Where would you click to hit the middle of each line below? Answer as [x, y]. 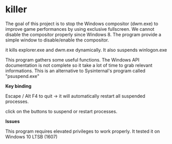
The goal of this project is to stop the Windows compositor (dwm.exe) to [82, 24]
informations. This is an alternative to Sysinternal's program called [75, 71]
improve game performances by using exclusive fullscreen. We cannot [80, 29]
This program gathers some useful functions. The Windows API [72, 59]
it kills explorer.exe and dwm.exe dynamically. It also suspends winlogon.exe [86, 50]
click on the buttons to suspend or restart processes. [61, 111]
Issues [13, 121]
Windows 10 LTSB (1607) [32, 136]
